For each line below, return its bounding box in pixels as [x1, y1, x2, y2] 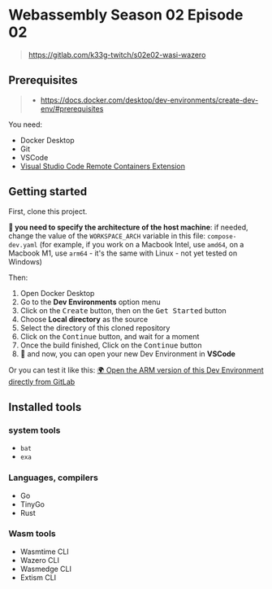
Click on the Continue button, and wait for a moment [19, 331, 200, 341]
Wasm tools [8, 528, 56, 539]
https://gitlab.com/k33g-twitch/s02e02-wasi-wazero [28, 50, 206, 59]
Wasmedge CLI [19, 564, 71, 574]
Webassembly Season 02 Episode [8, 6, 244, 24]
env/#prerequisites [40, 103, 104, 113]
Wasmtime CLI [19, 547, 69, 556]
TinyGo [19, 499, 45, 509]
